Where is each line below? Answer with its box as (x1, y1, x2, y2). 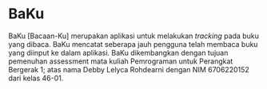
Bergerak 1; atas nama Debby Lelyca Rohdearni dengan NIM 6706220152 (8, 64, 249, 74)
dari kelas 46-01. (8, 73, 64, 83)
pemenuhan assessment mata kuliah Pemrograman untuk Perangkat (8, 56, 233, 66)
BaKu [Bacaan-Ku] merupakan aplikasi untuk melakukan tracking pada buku (8, 31, 260, 41)
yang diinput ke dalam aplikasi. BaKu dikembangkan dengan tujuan (8, 48, 229, 57)
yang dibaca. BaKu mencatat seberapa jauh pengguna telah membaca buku (8, 39, 258, 48)
